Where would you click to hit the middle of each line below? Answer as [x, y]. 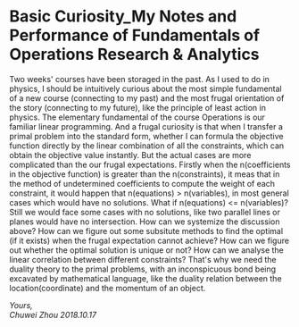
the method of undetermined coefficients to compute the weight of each [142, 183]
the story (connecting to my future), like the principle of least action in [137, 107]
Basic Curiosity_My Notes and [123, 17]
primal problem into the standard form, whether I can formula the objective [146, 136]
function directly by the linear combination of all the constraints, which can [147, 146]
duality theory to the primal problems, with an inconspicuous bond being [143, 269]
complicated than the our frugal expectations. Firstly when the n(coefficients [150, 164]
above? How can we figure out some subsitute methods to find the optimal [146, 231]
